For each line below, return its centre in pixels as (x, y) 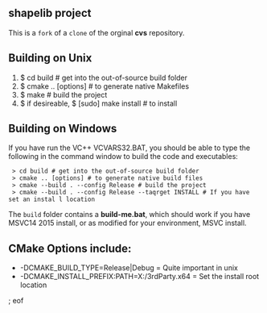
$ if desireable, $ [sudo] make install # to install (99, 103)
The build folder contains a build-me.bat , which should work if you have (129, 215)
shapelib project (50, 13)
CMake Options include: (70, 248)
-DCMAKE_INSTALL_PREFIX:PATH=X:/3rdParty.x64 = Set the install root (140, 277)
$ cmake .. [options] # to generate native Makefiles (105, 86)
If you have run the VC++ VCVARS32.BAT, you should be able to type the (129, 148)
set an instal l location (51, 200)
